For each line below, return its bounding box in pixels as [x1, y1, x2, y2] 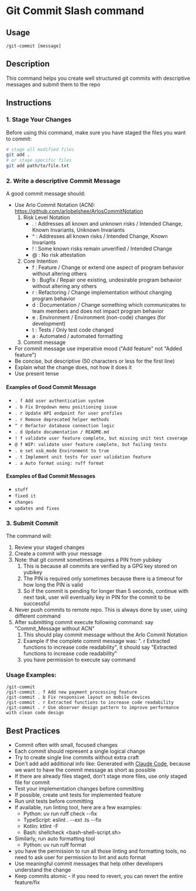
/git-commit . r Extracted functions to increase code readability [6, 699, 174, 706]
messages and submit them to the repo [6, 81, 101, 88]
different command [14, 612, 61, 619]
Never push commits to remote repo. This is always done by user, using [14, 607, 187, 613]
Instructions [6, 98, 51, 108]
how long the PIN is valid [23, 581, 83, 588]
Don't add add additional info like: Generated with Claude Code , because [14, 760, 191, 768]
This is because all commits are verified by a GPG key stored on [23, 562, 177, 570]
